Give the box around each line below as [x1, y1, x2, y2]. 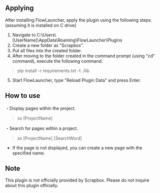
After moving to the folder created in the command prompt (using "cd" [12, 53, 155, 59]
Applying [5, 4, 34, 12]
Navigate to [12, 32, 36, 38]
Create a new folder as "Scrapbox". [12, 42, 84, 48]
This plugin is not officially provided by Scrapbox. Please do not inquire [5, 177, 150, 183]
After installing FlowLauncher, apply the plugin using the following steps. [5, 17, 153, 23]
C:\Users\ [36, 32, 57, 38]
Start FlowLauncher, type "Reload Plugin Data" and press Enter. [12, 77, 141, 83]
